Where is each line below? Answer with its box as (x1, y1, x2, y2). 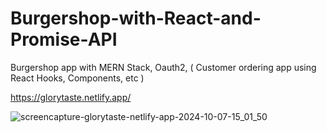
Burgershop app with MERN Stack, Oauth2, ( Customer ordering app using (10, 61, 317, 73)
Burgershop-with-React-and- (10, 7, 262, 30)
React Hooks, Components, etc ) (10, 72, 145, 84)
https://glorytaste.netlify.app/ (10, 91, 132, 103)
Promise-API (10, 28, 118, 51)
